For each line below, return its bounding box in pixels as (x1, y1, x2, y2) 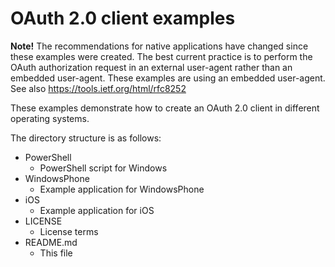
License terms (39, 225, 99, 237)
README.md (24, 236, 78, 248)
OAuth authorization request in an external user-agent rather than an (10, 61, 293, 73)
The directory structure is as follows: (10, 132, 162, 144)
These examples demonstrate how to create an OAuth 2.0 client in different (10, 102, 320, 114)
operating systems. (10, 112, 90, 124)
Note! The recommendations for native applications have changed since (10, 40, 309, 52)
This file (39, 247, 73, 259)
